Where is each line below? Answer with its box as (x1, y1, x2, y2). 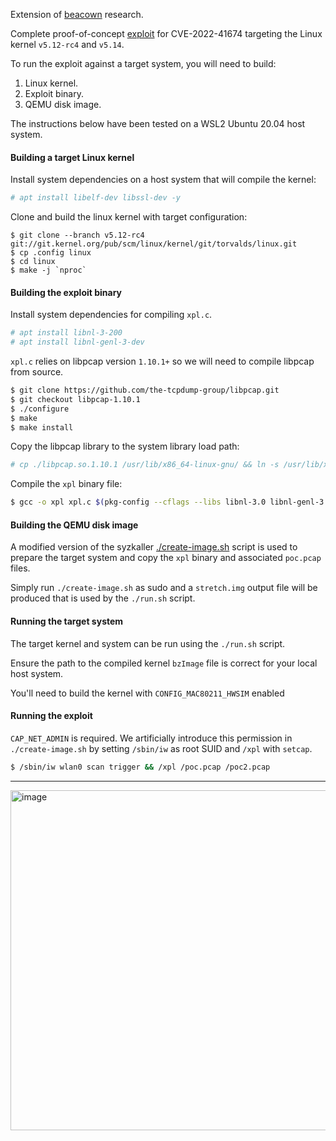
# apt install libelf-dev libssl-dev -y (10, 193, 182, 203)
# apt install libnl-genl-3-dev (10, 337, 145, 348)
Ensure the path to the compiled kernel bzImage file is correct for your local (10, 657, 318, 669)
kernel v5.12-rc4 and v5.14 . (10, 39, 125, 50)
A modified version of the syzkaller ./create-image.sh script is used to (10, 541, 298, 553)
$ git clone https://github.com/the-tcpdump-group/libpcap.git (10, 385, 280, 396)
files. (10, 562, 31, 574)
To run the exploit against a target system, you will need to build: (10, 58, 277, 69)
